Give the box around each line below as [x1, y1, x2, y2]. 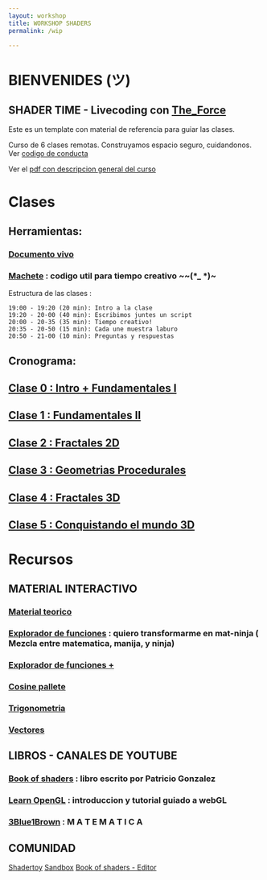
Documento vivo [8, 249, 75, 260]
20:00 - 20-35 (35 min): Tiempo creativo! [8, 319, 153, 327]
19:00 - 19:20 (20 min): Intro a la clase [8, 304, 153, 312]
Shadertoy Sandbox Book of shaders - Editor [8, 862, 157, 872]
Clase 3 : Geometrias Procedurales [8, 463, 187, 477]
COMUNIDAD [8, 841, 76, 855]
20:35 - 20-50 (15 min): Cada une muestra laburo [8, 325, 179, 334]
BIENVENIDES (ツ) [8, 71, 131, 89]
